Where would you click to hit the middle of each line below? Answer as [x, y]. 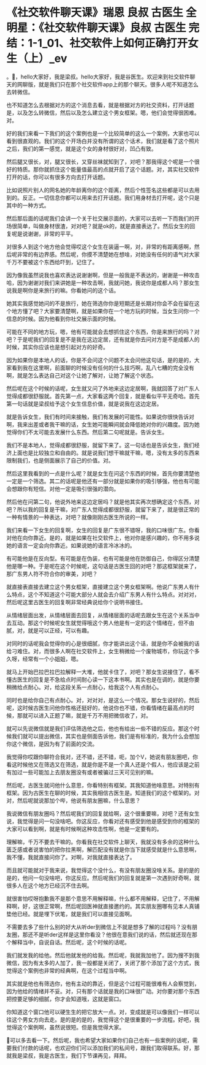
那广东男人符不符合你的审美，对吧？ [52, 574]
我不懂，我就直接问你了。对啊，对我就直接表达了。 [71, 857]
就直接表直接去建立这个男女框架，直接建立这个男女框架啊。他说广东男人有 [100, 586]
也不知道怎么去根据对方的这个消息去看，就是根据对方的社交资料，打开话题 [100, 105]
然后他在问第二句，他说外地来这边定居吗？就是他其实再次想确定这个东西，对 [103, 502]
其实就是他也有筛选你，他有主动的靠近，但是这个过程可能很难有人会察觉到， [103, 984]
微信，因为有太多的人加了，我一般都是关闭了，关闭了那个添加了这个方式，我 [103, 963]
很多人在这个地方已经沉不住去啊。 [49, 885]
